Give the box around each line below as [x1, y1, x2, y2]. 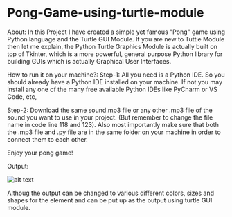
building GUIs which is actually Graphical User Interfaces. [7, 57, 172, 65]
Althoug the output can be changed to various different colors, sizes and [7, 189, 215, 197]
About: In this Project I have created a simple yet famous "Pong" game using [7, 28, 226, 36]
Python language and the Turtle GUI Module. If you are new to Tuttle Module [7, 35, 225, 43]
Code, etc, [7, 92, 37, 101]
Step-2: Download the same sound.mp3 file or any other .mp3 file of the [7, 106, 213, 114]
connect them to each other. [7, 135, 88, 143]
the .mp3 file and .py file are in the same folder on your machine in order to [7, 128, 222, 136]
